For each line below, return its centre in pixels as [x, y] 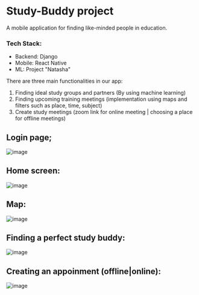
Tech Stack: [24, 43]
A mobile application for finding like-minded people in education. [87, 28]
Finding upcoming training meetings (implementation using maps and [101, 99]
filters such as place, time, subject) [58, 106]
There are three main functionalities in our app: [65, 81]
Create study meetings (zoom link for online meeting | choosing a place [104, 112]
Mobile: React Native [41, 63]
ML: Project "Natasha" [43, 69]
